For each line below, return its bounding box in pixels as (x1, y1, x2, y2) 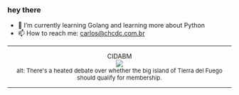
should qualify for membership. (77, 74, 162, 82)
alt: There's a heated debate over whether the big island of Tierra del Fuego (16, 67, 223, 75)
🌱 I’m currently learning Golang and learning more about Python (17, 21, 205, 30)
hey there (7, 5, 41, 15)
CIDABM (107, 52, 132, 61)
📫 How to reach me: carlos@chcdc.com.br (17, 29, 145, 38)
